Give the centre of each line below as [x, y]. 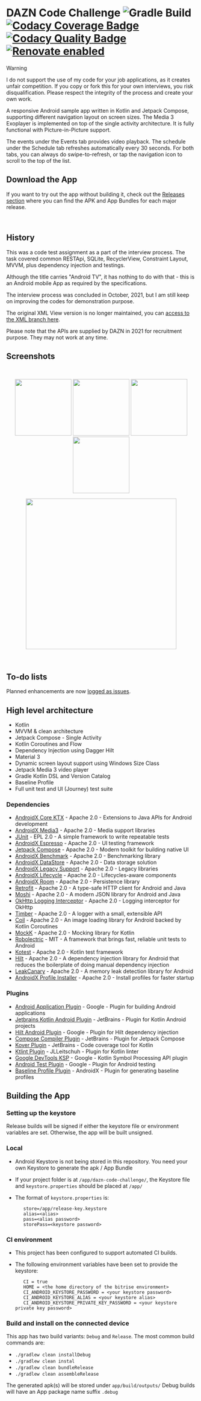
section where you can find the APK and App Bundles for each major [91, 200]
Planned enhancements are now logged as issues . [69, 691]
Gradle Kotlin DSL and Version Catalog [63, 776]
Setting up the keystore [41, 1113]
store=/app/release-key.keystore [65, 1209]
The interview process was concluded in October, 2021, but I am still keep [98, 295]
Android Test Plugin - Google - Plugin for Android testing [85, 1064]
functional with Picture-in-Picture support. [59, 130]
